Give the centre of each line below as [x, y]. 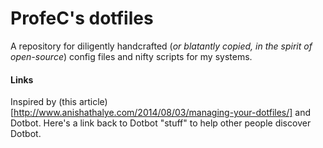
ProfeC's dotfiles [82, 18]
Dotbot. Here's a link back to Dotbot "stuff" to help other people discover [161, 123]
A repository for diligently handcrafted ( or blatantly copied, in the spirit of [161, 46]
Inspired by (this [43, 102]
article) [93, 102]
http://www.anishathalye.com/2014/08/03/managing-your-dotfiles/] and [162, 113]
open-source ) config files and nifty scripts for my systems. [131, 56]
